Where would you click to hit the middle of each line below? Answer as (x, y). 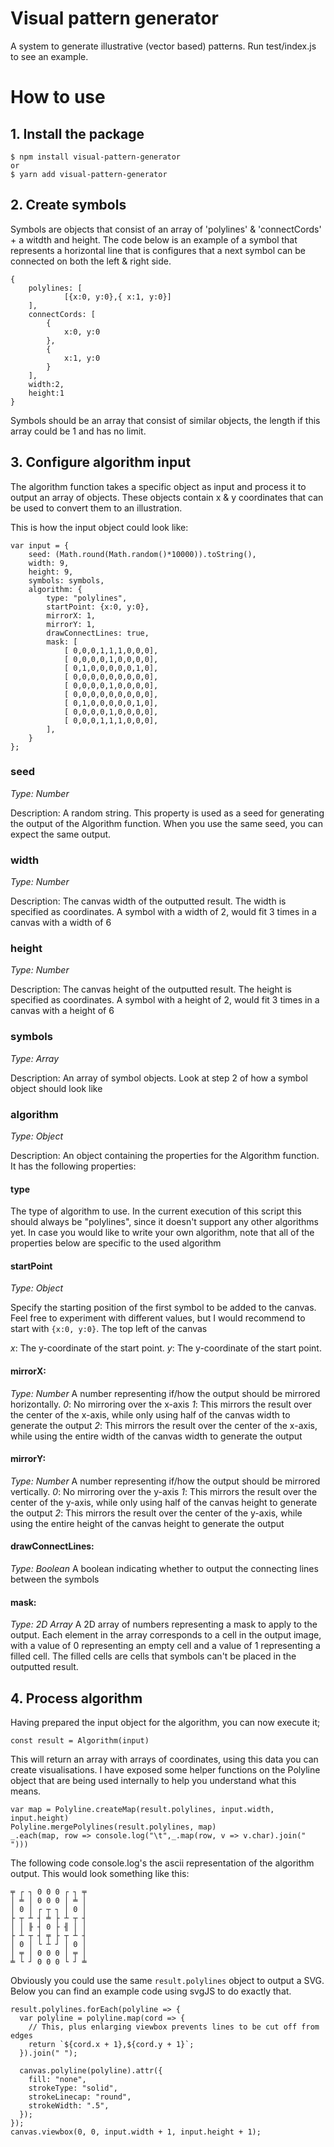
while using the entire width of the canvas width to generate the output (156, 1436)
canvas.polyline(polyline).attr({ (91, 2071)
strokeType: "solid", (73, 2088)
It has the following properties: (73, 1166)
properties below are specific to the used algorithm (116, 1243)
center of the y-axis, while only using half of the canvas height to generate (164, 1502)
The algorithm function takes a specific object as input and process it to (158, 486)
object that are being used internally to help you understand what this (153, 1781)
